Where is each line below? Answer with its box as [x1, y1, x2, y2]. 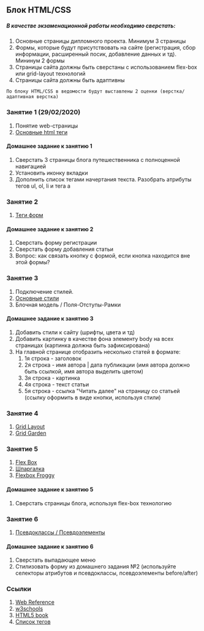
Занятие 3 [6, 274, 39, 283]
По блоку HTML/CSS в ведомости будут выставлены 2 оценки [6, 88, 157, 94]
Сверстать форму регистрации [15, 239, 97, 247]
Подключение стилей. [15, 288, 74, 295]
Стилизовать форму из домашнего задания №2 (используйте [15, 563, 176, 570]
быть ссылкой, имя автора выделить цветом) [24, 367, 144, 375]
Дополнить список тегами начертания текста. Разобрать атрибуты [15, 175, 192, 183]
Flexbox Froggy [15, 472, 55, 479]
